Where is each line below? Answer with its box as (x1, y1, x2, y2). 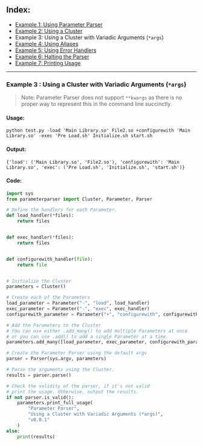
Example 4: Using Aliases (14, 40, 79, 47)
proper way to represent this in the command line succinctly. (21, 100, 172, 108)
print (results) (17, 433, 56, 440)
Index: (6, 5, 31, 15)
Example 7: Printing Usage (14, 59, 81, 66)
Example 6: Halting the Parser (14, 53, 89, 60)
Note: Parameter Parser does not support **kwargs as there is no (21, 94, 182, 102)
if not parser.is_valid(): (6, 394, 74, 401)
